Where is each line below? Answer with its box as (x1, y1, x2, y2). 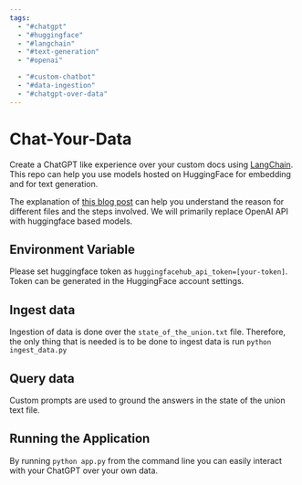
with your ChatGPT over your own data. (9, 465, 158, 476)
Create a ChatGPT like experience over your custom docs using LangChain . (9, 159, 294, 170)
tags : (9, 13, 30, 23)
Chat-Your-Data (9, 129, 132, 149)
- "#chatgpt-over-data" (17, 89, 108, 99)
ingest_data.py (9, 346, 68, 355)
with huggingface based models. (9, 216, 133, 227)
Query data (9, 371, 75, 386)
